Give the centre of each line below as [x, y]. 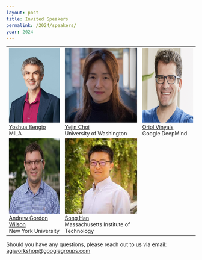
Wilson [17, 224]
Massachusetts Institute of [97, 224]
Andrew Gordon [28, 218]
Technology [79, 231]
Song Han [77, 218]
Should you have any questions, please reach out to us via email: [87, 244]
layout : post [23, 13]
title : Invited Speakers [37, 19]
